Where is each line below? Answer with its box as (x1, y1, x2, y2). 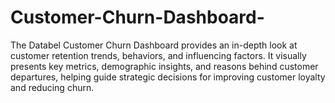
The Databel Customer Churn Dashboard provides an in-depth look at (10, 39, 298, 51)
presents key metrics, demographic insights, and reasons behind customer (10, 60, 319, 72)
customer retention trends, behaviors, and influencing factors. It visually (10, 49, 307, 61)
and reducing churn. (10, 81, 95, 93)
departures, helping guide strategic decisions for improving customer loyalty (10, 71, 326, 83)
